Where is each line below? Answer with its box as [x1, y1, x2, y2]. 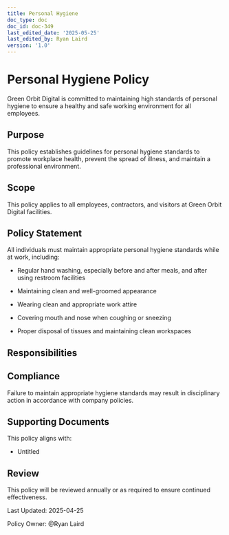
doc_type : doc [7, 17, 48, 23]
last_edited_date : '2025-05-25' [7, 29, 100, 36]
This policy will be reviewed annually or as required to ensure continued [7, 486, 211, 494]
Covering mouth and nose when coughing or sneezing [17, 314, 172, 322]
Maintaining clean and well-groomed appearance [17, 287, 157, 295]
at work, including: [7, 253, 60, 262]
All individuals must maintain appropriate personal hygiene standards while [7, 246, 219, 254]
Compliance [7, 370, 61, 382]
